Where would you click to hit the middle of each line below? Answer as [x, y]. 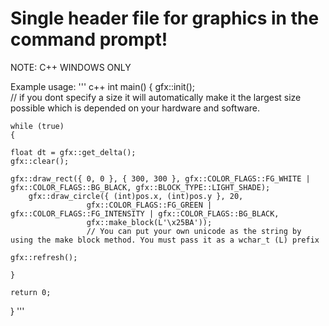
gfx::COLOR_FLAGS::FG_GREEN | [149, 205]
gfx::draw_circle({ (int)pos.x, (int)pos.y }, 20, [136, 196]
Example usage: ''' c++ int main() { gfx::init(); [103, 86]
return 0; [31, 292]
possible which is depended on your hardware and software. [135, 108]
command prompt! [89, 39]
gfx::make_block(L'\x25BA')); [149, 222]
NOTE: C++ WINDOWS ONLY [71, 67]
